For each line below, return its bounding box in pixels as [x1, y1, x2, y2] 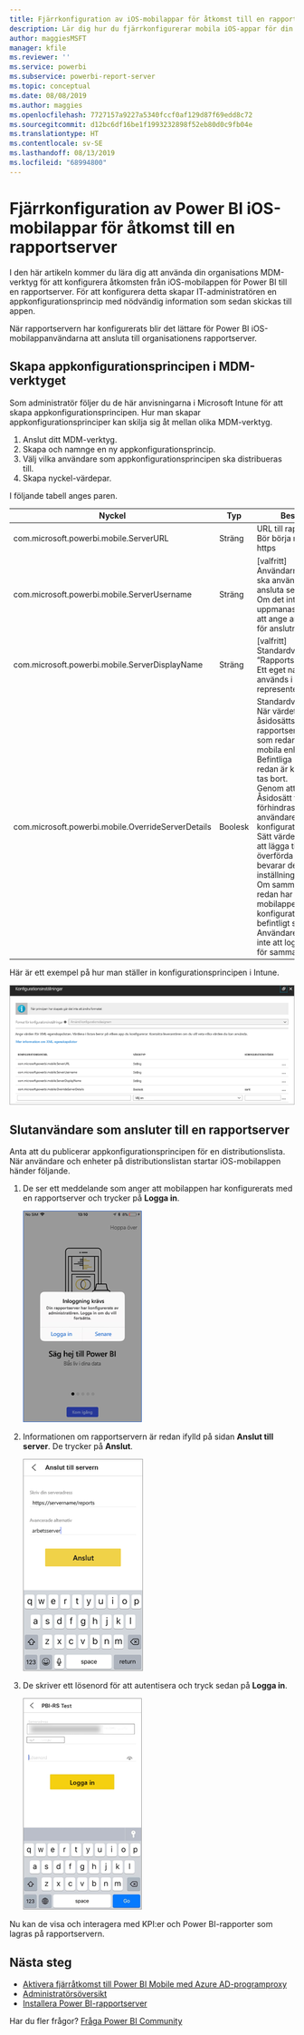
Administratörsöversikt [22, 1989, 108, 2000]
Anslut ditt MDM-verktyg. [22, 433, 118, 444]
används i [256, 674, 293, 685]
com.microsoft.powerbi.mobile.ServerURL [13, 533, 169, 544]
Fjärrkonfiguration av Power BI [9, 198, 243, 219]
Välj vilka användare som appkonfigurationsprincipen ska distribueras [22, 453, 282, 464]
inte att [256, 937, 283, 948]
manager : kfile [9, 44, 67, 53]
